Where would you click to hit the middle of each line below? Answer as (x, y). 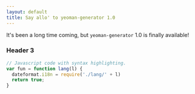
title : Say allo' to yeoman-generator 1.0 (61, 18)
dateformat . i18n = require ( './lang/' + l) (66, 74)
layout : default (27, 12)
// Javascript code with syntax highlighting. (66, 63)
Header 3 (20, 50)
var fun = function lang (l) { (45, 69)
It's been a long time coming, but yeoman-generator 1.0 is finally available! (98, 35)
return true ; (28, 80)
